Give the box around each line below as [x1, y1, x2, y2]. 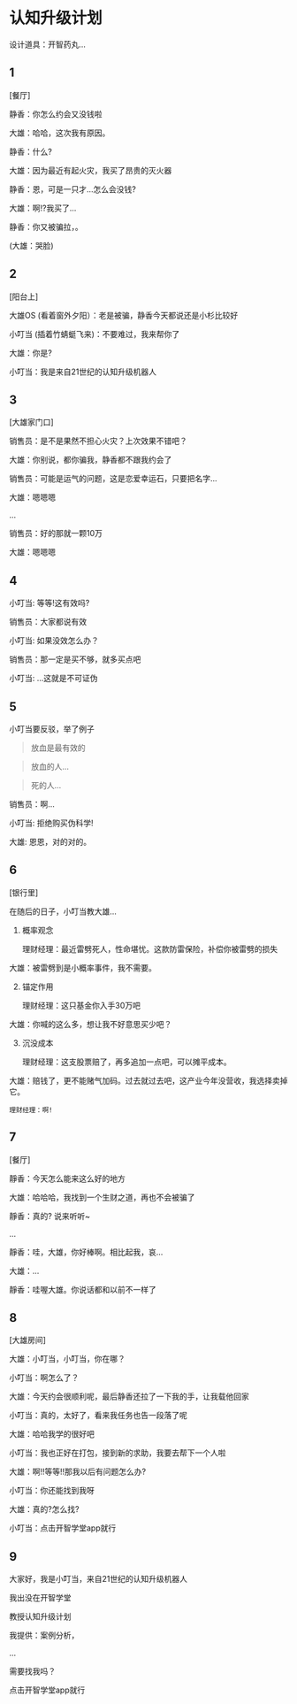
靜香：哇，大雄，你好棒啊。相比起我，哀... [9, 1247, 164, 1257]
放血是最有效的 [30, 742, 86, 753]
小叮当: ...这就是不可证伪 [9, 673, 99, 684]
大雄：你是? [9, 347, 53, 358]
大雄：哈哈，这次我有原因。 [9, 127, 110, 138]
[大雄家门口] [9, 417, 55, 427]
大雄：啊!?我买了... [9, 203, 77, 213]
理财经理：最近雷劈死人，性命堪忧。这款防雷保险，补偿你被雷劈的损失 [21, 943, 278, 954]
